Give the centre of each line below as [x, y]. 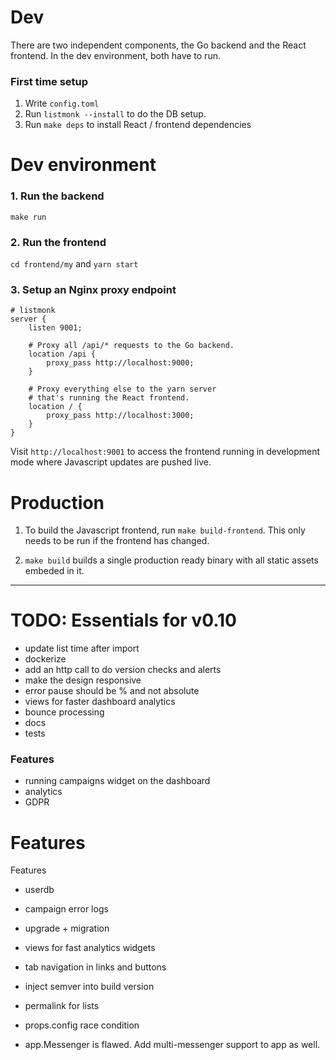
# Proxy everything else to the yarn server [122, 389]
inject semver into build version [89, 987]
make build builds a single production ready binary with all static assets [171, 560]
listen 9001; [55, 328]
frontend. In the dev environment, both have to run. [115, 55]
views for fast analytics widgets [90, 948]
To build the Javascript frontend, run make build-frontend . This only [165, 530]
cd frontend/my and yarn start [74, 264]
